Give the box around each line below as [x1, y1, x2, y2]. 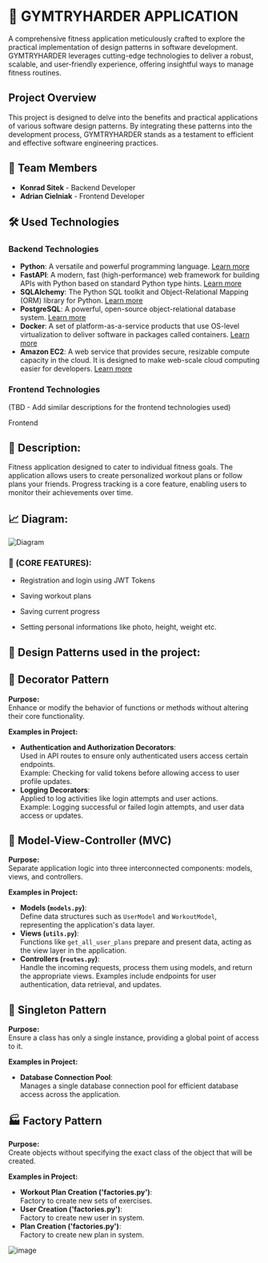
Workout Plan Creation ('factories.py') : [19, 1188, 153, 1197]
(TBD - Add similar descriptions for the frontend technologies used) [8, 402, 231, 412]
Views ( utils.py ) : [19, 928, 80, 938]
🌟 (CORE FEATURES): [8, 558, 92, 569]
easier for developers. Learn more [19, 364, 133, 374]
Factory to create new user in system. [19, 1213, 145, 1223]
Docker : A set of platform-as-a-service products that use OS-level [19, 321, 240, 331]
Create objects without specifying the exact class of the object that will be [8, 1147, 253, 1158]
